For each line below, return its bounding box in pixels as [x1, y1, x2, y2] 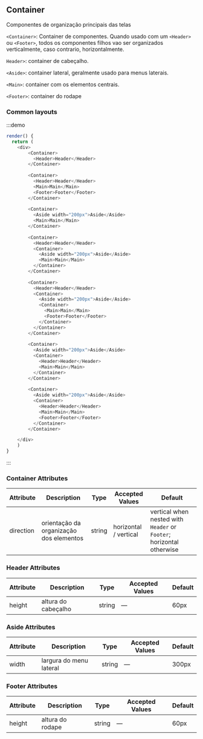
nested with [150, 515, 184, 523]
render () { [6, 133, 34, 139]
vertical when [150, 508, 189, 516]
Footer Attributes [6, 681, 58, 690]
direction [9, 526, 35, 535]
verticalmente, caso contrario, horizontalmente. [6, 45, 125, 53]
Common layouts [6, 107, 57, 116]
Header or [150, 523, 177, 531]
